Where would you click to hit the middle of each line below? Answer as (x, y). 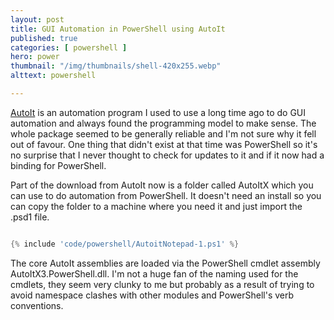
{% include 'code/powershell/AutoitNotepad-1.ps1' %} (125, 244)
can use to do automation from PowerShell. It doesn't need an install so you (166, 195)
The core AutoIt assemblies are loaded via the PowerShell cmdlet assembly (165, 263)
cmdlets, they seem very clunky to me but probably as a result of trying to (162, 284)
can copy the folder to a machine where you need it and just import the (156, 206)
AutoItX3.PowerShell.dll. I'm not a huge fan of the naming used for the (154, 273)
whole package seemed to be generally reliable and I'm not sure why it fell (163, 133)
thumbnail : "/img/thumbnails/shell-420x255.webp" (116, 66)
